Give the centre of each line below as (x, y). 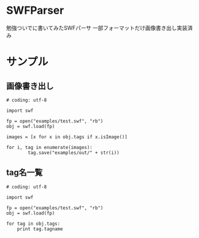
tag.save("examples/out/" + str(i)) (74, 153)
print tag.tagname (40, 229)
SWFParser (35, 11)
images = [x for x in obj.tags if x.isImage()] (67, 137)
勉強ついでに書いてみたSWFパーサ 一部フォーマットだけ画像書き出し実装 (97, 28)
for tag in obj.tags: (33, 224)
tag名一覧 (25, 173)
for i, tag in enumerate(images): (50, 147)
